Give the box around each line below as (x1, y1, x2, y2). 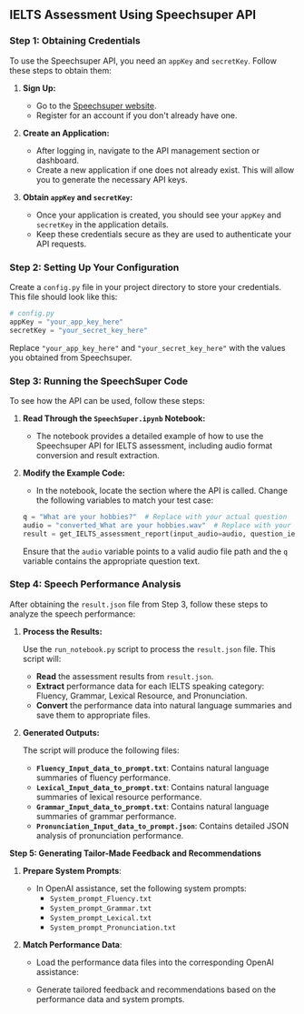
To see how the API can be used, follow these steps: (9, 395, 206, 406)
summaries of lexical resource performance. (35, 791, 202, 802)
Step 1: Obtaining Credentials (9, 35, 141, 47)
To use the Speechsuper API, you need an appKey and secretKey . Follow (9, 55, 277, 66)
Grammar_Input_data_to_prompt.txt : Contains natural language (35, 800, 270, 812)
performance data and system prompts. (35, 993, 185, 1004)
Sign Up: (22, 82, 56, 94)
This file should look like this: (9, 291, 118, 302)
